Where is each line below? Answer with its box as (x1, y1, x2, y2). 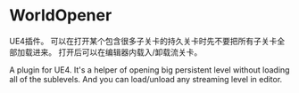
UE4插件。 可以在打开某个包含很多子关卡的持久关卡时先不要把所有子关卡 (9, 35, 278, 46)
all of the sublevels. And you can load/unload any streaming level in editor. (9, 74, 283, 84)
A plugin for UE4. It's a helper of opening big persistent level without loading (9, 64, 290, 75)
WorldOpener (9, 5, 112, 26)
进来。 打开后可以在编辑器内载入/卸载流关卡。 (32, 46, 203, 58)
